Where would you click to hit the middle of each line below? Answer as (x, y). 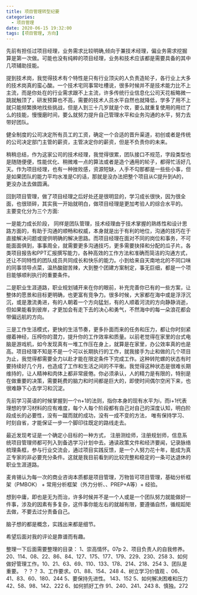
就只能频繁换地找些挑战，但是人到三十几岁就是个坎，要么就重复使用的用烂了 (98, 108)
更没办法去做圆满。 (29, 184)
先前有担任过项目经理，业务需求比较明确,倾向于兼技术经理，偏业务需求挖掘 (97, 51)
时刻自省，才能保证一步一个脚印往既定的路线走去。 (68, 423)
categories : (21, 17)
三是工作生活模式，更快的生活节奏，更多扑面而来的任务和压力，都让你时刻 (96, 329)
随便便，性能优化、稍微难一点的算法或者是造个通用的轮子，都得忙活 (98, 162)
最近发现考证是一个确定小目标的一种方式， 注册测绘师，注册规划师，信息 (94, 435)
